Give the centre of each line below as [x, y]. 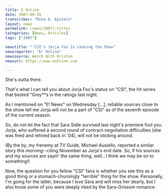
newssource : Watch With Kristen [39, 56]
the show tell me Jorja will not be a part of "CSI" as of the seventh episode [82, 110]
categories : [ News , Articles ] [37, 33]
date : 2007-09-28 [23, 15]
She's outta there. [24, 80]
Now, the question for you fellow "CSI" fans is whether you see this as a [79, 171]
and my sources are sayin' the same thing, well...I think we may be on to [79, 156]
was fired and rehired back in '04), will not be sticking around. [69, 136]
